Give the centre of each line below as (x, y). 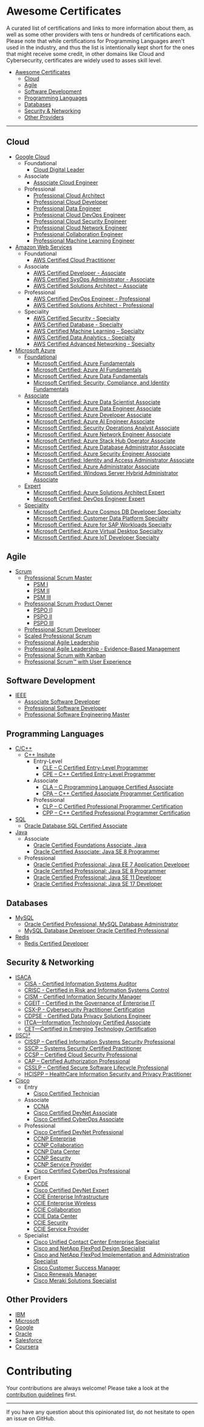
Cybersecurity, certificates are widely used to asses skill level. (84, 60)
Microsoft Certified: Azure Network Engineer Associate (102, 434)
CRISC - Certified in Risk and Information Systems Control (97, 990)
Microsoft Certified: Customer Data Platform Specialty (101, 518)
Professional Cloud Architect (69, 195)
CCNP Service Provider (63, 1164)
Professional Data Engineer (67, 208)
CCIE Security (51, 1222)
